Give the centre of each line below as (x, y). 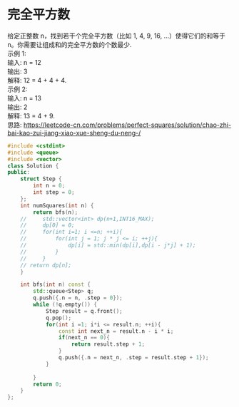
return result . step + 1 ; (108, 344)
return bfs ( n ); (56, 212)
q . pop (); (59, 318)
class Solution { (33, 166)
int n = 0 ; (49, 186)
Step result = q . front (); (84, 311)
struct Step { (41, 179)
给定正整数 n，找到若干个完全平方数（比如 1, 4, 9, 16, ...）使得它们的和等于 (117, 36)
